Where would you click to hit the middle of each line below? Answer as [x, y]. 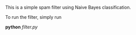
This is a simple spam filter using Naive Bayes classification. [68, 7]
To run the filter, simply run [33, 17]
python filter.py [22, 27]
